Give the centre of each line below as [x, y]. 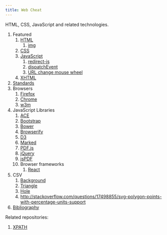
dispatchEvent [43, 67]
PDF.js [27, 148]
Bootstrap [30, 121]
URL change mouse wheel [55, 72]
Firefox [27, 94]
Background [33, 180]
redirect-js [39, 61]
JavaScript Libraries [34, 110]
